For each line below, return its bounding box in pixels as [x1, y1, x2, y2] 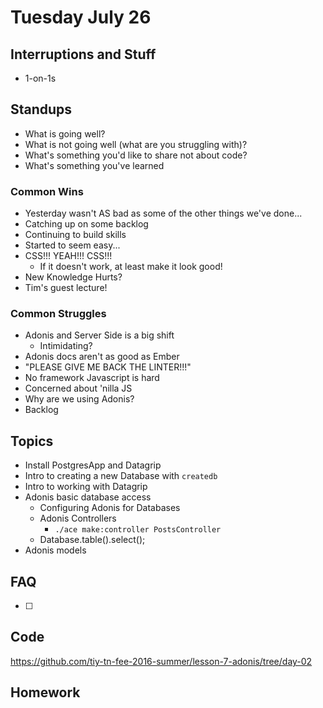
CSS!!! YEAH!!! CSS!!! [24, 250, 113, 262]
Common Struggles [10, 307, 107, 321]
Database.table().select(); [39, 534, 146, 546]
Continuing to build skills [24, 229, 127, 241]
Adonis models [24, 544, 87, 556]
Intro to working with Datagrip [24, 481, 148, 493]
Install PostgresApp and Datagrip [24, 459, 162, 471]
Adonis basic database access [24, 491, 152, 503]
